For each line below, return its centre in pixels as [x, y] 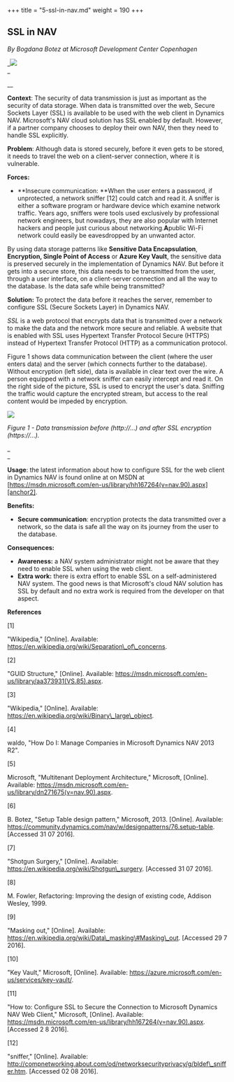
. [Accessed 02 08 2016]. [62, 1071]
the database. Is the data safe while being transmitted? [86, 286]
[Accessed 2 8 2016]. [38, 1029]
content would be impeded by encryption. [67, 401]
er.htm [16, 1071]
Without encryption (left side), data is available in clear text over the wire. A [115, 371]
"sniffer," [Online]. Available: [48, 1056]
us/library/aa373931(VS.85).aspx [54, 681]
